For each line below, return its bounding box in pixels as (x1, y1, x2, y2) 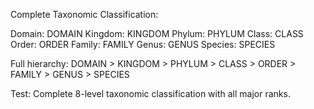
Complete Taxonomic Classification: (10, 9, 159, 20)
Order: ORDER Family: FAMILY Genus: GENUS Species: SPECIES (10, 39, 276, 50)
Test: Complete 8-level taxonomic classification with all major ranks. (10, 88, 291, 99)
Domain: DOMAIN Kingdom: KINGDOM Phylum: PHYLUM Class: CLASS (10, 28, 304, 39)
